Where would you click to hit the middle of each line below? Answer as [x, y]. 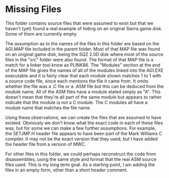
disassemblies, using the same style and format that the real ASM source [81, 159]
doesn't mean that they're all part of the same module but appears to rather [83, 97]
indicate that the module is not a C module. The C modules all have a [76, 102]
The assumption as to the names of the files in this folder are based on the [82, 43]
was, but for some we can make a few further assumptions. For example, [81, 128]
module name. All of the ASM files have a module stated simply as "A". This [83, 92]
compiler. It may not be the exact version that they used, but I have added [81, 139]
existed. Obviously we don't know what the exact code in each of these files [84, 123]
